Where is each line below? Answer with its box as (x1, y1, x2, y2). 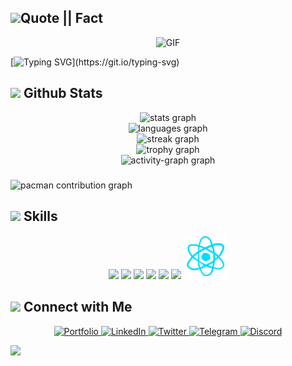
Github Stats (23, 85, 103, 102)
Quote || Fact (20, 10, 104, 27)
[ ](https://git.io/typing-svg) (10, 56, 180, 68)
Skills (23, 207, 58, 225)
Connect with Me (23, 299, 133, 316)
